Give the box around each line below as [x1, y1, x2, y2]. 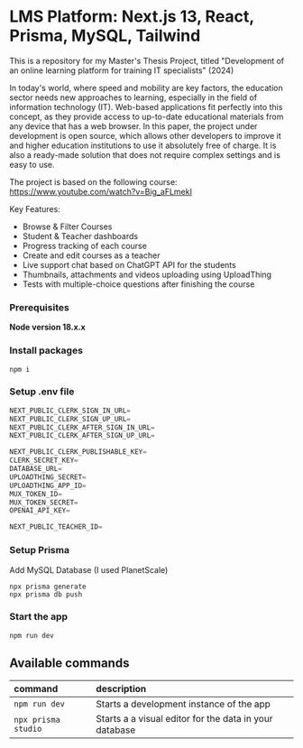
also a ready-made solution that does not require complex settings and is [9, 149, 281, 160]
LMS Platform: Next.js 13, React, [9, 6, 254, 27]
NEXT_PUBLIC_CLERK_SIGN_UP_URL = [9, 414, 131, 423]
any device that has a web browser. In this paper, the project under [9, 120, 258, 132]
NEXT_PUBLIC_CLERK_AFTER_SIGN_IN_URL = [9, 422, 155, 432]
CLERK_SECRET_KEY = [9, 456, 78, 466]
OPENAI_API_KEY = [9, 506, 70, 515]
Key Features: [9, 203, 60, 214]
